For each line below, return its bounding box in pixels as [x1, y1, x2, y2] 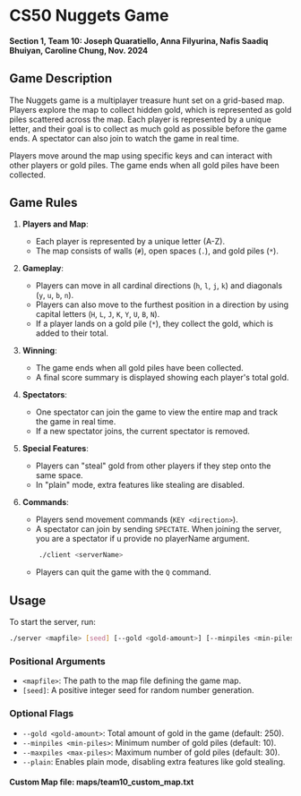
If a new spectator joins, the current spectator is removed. [35, 426, 251, 437]
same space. [35, 470, 83, 481]
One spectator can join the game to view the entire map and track [35, 407, 279, 417]
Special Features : [21, 443, 90, 454]
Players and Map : [21, 218, 89, 229]
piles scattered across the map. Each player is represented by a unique [9, 114, 271, 124]
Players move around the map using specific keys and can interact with [9, 150, 273, 161]
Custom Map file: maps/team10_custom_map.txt [9, 776, 194, 788]
